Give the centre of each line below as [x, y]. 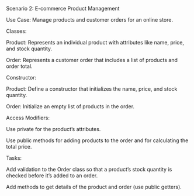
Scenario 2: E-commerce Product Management [63, 8]
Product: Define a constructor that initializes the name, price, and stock [92, 89]
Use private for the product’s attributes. [53, 129]
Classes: [16, 31]
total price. [19, 147]
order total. [20, 66]
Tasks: [14, 158]
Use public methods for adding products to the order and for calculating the [97, 140]
